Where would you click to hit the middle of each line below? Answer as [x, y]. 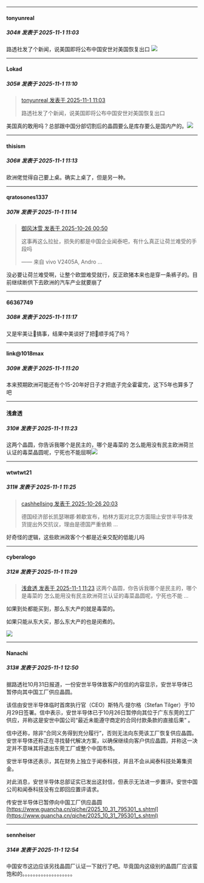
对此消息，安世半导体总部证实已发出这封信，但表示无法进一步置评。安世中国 [102, 781]
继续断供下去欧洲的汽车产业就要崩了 [56, 282]
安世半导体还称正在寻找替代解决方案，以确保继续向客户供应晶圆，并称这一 [99, 741]
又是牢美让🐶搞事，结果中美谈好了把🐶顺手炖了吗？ [68, 333]
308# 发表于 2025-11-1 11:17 [42, 317]
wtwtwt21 [19, 472]
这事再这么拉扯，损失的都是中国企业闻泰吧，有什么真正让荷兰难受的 [106, 242]
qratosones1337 [27, 197]
